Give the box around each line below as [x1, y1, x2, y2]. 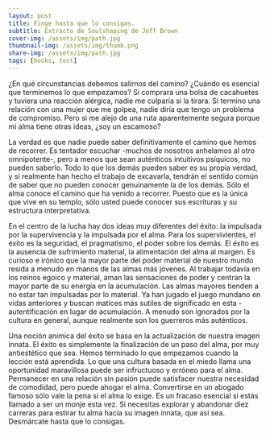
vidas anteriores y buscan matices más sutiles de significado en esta [8, 298, 237, 308]
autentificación [8, 307, 58, 316]
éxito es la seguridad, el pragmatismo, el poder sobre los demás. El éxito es [8, 238, 260, 248]
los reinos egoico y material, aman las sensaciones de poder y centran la [8, 272, 251, 282]
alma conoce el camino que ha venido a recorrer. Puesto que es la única [8, 188, 248, 198]
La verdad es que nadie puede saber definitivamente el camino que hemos [8, 137, 256, 147]
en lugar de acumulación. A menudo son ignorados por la [59, 307, 250, 316]
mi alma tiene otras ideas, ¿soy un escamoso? [8, 122, 161, 131]
